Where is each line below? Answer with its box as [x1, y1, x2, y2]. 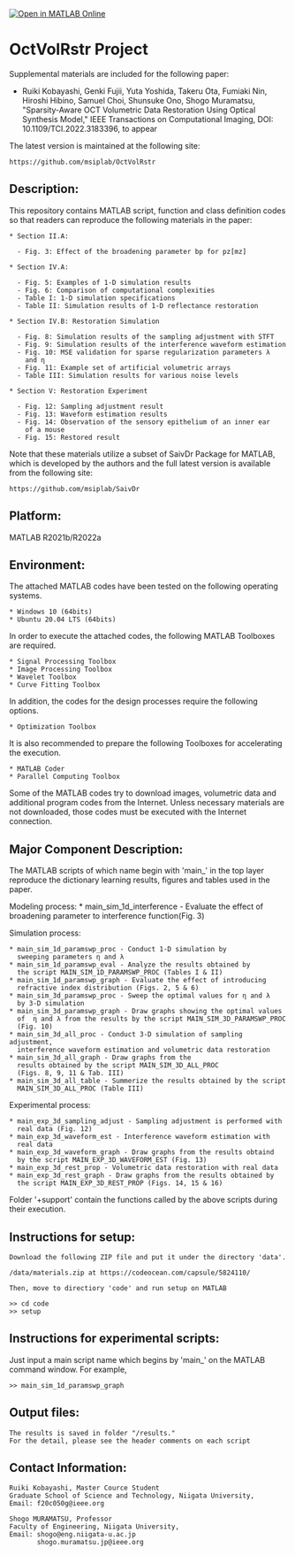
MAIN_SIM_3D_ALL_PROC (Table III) [17, 1084, 144, 1093]
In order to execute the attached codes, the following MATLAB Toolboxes [9, 631, 276, 642]
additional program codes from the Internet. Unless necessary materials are [9, 797, 285, 808]
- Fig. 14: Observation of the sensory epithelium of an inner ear [17, 417, 271, 427]
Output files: [9, 1405, 80, 1420]
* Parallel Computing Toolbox [9, 773, 121, 781]
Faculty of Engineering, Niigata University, [9, 1522, 179, 1531]
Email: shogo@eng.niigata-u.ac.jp [9, 1530, 137, 1539]
